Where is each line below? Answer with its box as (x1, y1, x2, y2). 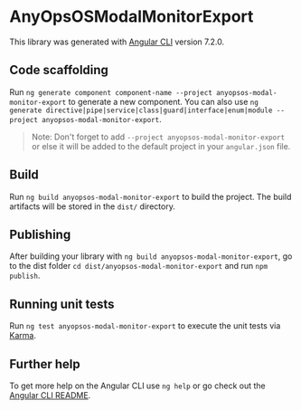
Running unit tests (9, 296, 115, 311)
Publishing (9, 226, 71, 242)
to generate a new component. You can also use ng (68, 96, 259, 107)
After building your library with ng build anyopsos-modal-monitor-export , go (9, 251, 293, 262)
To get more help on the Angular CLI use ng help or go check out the (9, 380, 266, 391)
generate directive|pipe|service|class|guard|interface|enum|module (9, 106, 273, 115)
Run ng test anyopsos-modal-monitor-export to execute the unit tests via (9, 320, 281, 331)
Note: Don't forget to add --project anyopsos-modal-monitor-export (31, 131, 286, 142)
